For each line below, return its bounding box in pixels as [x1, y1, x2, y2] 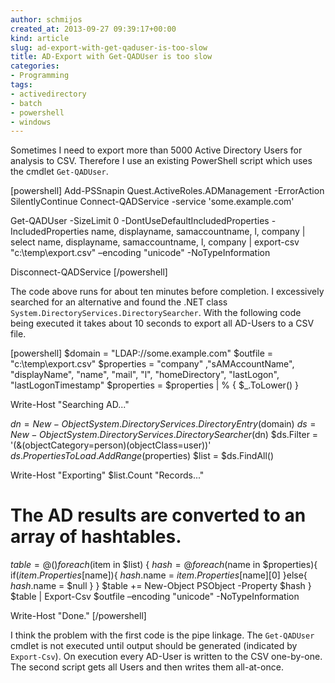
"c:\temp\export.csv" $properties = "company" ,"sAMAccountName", [10, 358, 295, 370]
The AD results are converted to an [10, 504, 307, 527]
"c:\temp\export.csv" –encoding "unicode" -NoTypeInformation [10, 247, 271, 259]
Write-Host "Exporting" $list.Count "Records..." [10, 469, 205, 481]
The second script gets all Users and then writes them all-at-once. [10, 661, 284, 673]
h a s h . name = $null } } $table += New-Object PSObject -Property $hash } [10, 580, 312, 592]
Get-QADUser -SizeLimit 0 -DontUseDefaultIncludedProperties [10, 215, 270, 227]
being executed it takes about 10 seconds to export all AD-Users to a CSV [10, 317, 315, 330]
